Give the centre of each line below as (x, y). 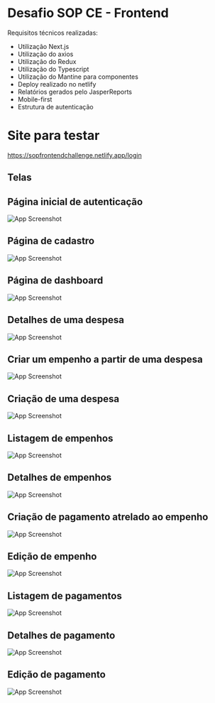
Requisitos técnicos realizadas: (53, 33)
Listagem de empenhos (60, 438)
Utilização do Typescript (53, 69)
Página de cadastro (51, 241)
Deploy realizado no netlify (57, 84)
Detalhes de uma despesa (66, 320)
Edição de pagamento (57, 675)
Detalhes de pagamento (61, 635)
